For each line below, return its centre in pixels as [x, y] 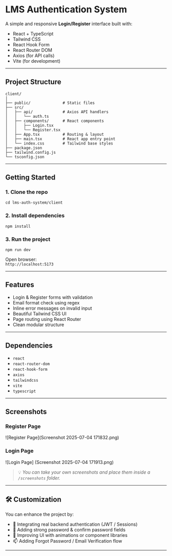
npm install [18, 226]
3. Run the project [28, 239]
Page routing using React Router [47, 319]
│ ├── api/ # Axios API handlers [57, 112]
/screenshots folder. [39, 478]
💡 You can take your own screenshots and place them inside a [84, 472]
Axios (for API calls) [34, 56]
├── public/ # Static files [50, 103]
